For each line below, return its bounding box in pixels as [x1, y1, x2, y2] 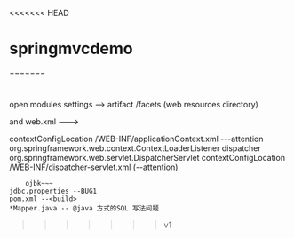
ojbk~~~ [25, 179, 53, 188]
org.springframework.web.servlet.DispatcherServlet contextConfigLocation [9, 153, 286, 163]
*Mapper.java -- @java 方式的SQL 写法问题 [9, 204, 160, 213]
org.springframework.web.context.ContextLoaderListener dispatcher [9, 143, 262, 154]
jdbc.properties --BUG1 [9, 186, 98, 196]
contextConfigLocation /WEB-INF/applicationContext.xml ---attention [9, 133, 264, 145]
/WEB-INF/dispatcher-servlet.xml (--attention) [9, 162, 179, 172]
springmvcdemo [9, 39, 133, 59]
